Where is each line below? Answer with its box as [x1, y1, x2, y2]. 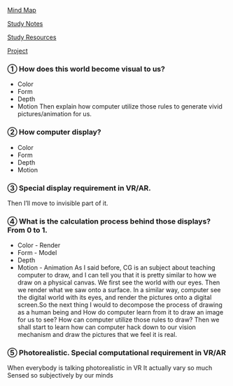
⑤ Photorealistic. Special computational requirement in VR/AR [7, 348, 226, 358]
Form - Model [17, 249, 57, 257]
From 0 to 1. [7, 225, 48, 235]
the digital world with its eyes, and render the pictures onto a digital [17, 294, 212, 302]
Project [7, 47, 28, 55]
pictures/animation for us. [17, 110, 92, 118]
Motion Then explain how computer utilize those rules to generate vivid [17, 102, 223, 111]
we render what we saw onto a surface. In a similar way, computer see [17, 286, 221, 294]
